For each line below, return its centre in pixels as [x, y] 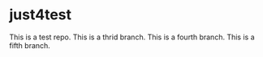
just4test [41, 15]
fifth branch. [30, 45]
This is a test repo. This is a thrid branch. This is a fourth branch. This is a [132, 37]
